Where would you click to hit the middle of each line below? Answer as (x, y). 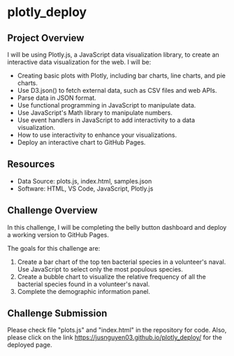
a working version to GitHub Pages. (58, 235)
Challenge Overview (52, 210)
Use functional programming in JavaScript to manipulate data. (107, 105)
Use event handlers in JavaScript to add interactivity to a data (106, 120)
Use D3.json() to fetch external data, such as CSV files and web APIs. (117, 90)
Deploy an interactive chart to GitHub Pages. (81, 142)
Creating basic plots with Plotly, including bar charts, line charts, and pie (121, 75)
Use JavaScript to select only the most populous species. (100, 269)
